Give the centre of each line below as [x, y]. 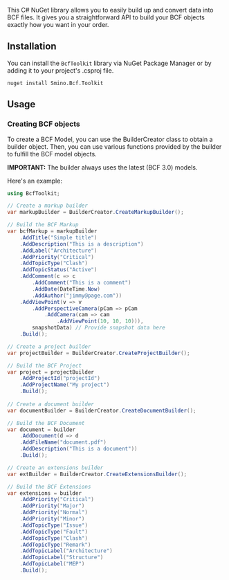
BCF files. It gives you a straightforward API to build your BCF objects [106, 17]
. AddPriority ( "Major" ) [52, 506]
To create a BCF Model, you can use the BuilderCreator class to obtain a [110, 139]
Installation [32, 47]
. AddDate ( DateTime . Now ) [66, 289]
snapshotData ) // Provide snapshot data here [99, 328]
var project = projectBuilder [51, 372]
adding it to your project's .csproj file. [61, 70]
